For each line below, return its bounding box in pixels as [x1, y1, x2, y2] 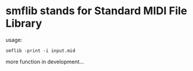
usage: [5, 36, 23, 43]
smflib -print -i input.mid [5, 47, 76, 54]
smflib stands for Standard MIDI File [5, 4, 188, 18]
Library [5, 17, 42, 30]
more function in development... [5, 58, 84, 65]
